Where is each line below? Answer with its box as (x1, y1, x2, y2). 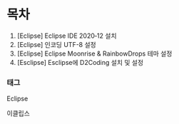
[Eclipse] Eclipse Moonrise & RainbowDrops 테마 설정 (16, 49, 173, 58)
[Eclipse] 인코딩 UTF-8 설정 (16, 40, 97, 48)
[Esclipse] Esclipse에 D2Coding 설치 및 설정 (16, 58, 144, 66)
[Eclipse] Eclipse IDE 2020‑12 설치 (16, 31, 117, 40)
